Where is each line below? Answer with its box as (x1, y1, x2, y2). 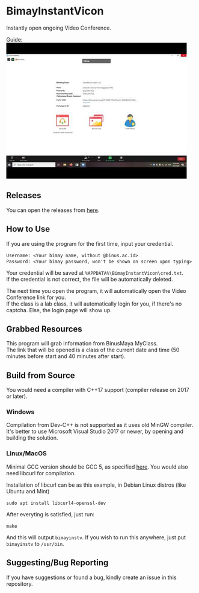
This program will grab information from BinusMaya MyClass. (6, 340, 158, 347)
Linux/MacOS (6, 449, 47, 458)
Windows (6, 408, 35, 416)
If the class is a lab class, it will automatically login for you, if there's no (6, 300, 182, 307)
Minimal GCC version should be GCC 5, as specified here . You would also (6, 463, 188, 470)
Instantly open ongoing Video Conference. (6, 24, 111, 31)
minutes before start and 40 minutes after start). (6, 353, 126, 360)
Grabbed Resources (6, 324, 82, 334)
